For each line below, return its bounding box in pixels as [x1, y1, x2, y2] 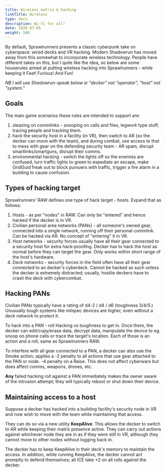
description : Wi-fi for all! [5, 21, 65, 26]
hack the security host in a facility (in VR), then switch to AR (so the [12, 132, 150, 139]
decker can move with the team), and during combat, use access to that [12, 138, 160, 144]
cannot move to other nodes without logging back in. [5, 437, 113, 443]
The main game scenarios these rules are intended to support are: [5, 112, 140, 118]
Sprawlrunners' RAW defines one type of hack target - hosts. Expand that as [5, 197, 162, 203]
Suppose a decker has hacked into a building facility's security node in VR [5, 406, 157, 412]
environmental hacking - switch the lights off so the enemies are [12, 154, 144, 159]
